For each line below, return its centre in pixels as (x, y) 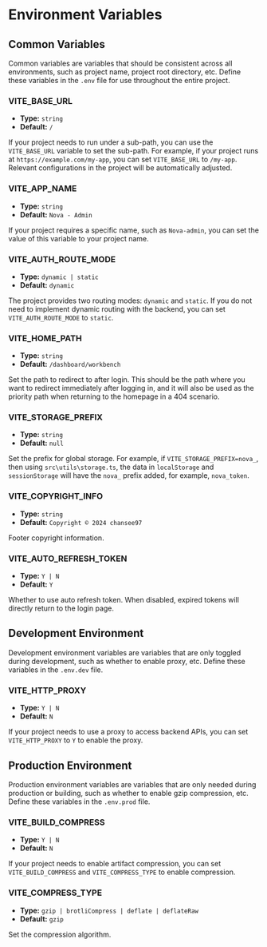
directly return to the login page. (61, 608)
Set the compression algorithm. (60, 934)
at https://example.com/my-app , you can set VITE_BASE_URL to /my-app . (123, 159)
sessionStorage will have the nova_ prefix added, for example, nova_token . (129, 475)
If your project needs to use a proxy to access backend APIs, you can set (128, 732)
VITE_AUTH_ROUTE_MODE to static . (61, 317)
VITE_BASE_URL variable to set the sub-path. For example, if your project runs (133, 151)
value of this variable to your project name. (79, 238)
